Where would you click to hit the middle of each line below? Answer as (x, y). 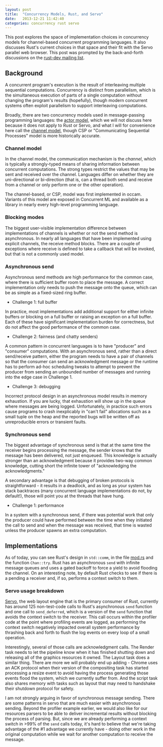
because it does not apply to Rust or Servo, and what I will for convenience (80, 125)
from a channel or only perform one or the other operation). (65, 185)
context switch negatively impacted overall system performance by (72, 628)
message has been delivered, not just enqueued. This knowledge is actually (81, 455)
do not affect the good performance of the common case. (63, 327)
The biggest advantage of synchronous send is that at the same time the (78, 445)
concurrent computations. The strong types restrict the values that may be (80, 169)
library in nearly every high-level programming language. (62, 205)
